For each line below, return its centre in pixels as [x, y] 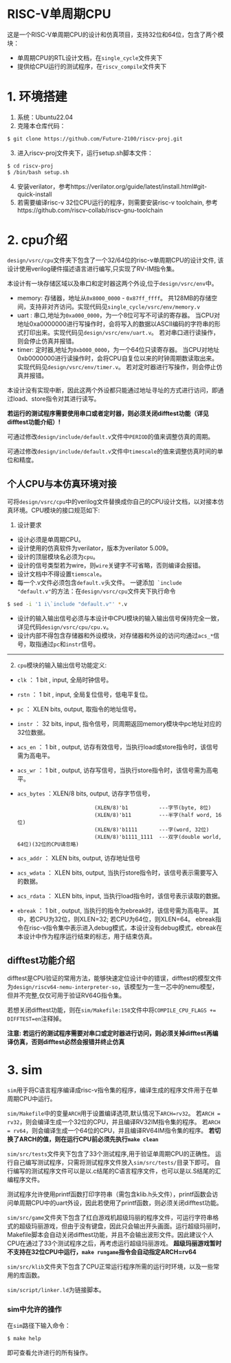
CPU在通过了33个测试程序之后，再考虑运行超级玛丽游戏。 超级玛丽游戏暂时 [114, 1243]
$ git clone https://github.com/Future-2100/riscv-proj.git [95, 138]
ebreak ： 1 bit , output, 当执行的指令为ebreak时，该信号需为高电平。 [114, 911]
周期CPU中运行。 [32, 1099]
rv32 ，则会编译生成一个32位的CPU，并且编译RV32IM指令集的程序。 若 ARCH [114, 1122]
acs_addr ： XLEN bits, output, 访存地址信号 [79, 858]
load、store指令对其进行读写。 [56, 399]
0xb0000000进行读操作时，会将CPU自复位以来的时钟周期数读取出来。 [118, 358]
